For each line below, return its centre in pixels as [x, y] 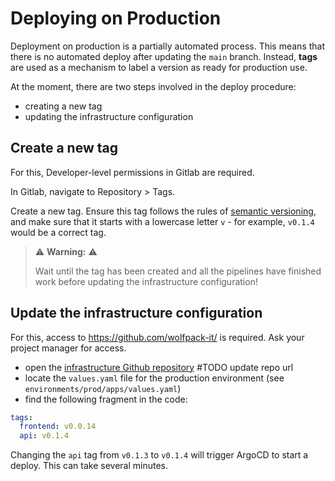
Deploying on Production [116, 18]
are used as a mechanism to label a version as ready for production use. [159, 67]
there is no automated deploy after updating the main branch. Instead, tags [164, 56]
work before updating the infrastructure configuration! [146, 281]
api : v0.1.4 [44, 436]
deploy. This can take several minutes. [89, 466]
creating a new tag [63, 106]
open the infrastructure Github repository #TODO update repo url [159, 367]
